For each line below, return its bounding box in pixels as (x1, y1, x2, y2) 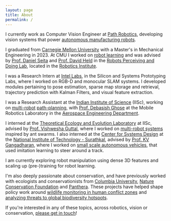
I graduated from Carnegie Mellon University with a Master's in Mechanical (5, 47, 164, 53)
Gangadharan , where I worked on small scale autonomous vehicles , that (5, 142, 158, 148)
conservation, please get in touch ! (5, 210, 77, 216)
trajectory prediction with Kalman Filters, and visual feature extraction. (5, 89, 154, 96)
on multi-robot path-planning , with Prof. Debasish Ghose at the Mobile (5, 105, 154, 111)
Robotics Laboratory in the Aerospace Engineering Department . (5, 110, 140, 116)
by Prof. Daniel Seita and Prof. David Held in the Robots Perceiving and (5, 58, 155, 64)
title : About (5, 12, 33, 17)
